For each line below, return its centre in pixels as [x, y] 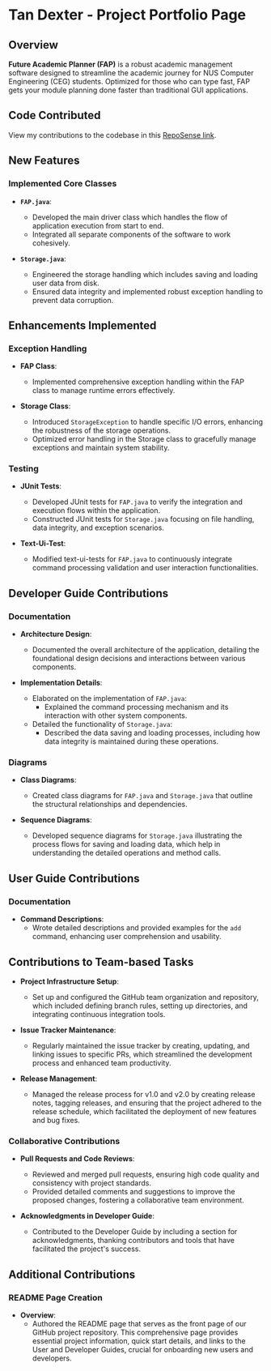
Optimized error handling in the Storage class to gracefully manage [144, 439]
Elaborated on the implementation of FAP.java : [110, 698]
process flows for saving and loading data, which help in [126, 844]
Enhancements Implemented [83, 325]
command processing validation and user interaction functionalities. [145, 568]
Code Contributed [55, 115]
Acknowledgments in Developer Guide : [87, 1216]
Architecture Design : [56, 634]
